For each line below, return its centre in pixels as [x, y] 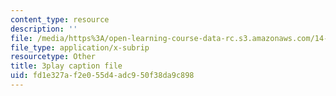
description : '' [44, 29]
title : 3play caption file [66, 66]
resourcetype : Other [53, 57]
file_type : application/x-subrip [80, 47]
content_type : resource [60, 19]
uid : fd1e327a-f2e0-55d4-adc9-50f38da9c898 [102, 76]
